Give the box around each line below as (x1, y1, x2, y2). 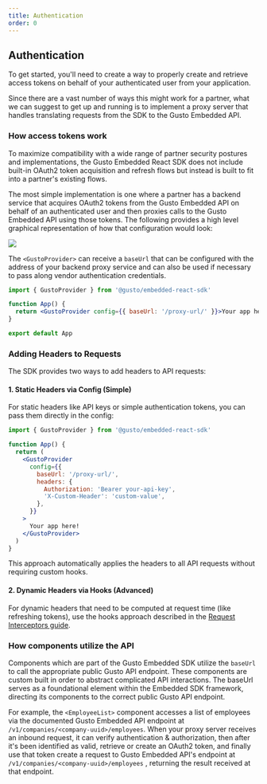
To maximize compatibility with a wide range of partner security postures (8, 148, 248, 158)
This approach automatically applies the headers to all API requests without (8, 559, 256, 568)
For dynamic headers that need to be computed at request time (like (8, 603, 231, 613)
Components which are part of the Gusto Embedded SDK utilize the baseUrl (8, 658, 257, 668)
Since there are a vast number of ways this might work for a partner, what (8, 93, 250, 104)
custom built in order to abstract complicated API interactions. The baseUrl (8, 675, 253, 684)
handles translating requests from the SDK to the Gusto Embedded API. (8, 111, 242, 120)
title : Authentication (8, 11, 83, 20)
